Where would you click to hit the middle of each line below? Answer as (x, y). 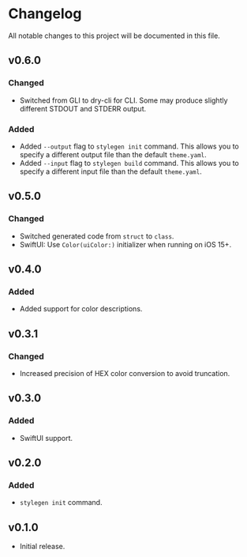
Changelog (45, 14)
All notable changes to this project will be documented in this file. (114, 36)
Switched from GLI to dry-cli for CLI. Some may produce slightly (123, 100)
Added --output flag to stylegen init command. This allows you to (129, 146)
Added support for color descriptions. (81, 309)
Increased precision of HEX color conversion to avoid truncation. (125, 373)
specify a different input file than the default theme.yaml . (111, 171)
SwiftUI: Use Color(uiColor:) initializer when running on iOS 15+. (125, 244)
